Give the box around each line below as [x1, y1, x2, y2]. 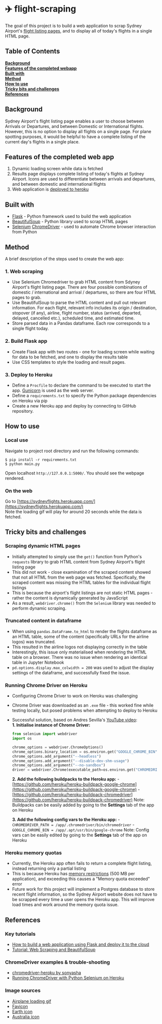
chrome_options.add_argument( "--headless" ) [12, 754, 102, 759]
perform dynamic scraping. [12, 605, 67, 611]
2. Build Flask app [5, 338, 47, 345]
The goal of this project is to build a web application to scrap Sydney [5, 22, 142, 29]
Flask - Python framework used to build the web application [12, 213, 132, 219]
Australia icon [12, 1014, 40, 1020]
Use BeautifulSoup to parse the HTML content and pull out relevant [12, 300, 146, 306]
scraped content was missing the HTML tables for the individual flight [12, 579, 151, 585]
